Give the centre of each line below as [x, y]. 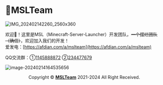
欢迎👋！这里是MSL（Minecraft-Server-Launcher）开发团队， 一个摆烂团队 [81, 34]
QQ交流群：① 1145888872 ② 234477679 [49, 57]
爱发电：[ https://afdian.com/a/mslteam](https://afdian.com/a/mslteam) [78, 46]
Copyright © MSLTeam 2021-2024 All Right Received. [84, 77]
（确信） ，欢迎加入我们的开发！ [37, 40]
